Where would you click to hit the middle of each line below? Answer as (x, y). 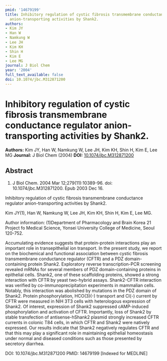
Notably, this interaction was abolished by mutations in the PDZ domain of (81, 291)
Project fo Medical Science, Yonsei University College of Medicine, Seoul (80, 228)
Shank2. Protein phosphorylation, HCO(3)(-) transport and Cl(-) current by (81, 296)
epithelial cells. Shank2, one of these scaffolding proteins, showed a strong (82, 275)
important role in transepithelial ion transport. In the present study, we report (83, 248)
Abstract (19, 171)
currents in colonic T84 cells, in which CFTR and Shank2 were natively (78, 322)
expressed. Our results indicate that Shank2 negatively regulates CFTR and (82, 328)
